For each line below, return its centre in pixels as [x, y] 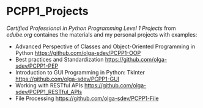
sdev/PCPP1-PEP [37, 66]
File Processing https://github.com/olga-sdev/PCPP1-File [87, 98]
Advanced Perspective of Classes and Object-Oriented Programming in [105, 46]
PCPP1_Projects [47, 11]
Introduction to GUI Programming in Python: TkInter [80, 72]
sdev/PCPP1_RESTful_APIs [49, 92]
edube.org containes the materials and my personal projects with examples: [102, 34]
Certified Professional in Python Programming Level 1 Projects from [91, 28]
